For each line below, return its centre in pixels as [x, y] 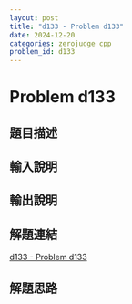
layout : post [34, 18]
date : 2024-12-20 [42, 35]
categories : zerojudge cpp [61, 43]
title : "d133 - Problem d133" [67, 26]
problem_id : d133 [42, 52]
